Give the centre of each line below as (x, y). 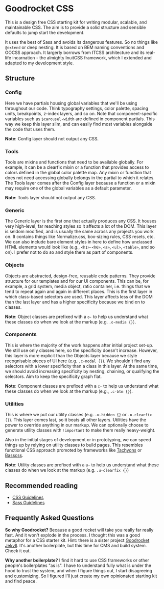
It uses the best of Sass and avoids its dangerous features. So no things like (82, 42)
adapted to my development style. (40, 63)
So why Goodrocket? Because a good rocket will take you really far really (79, 530)
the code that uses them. (30, 129)
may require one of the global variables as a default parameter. (69, 188)
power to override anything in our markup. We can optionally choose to (77, 425)
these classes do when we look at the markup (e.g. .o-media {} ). (70, 321)
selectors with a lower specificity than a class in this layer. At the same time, (82, 366)
